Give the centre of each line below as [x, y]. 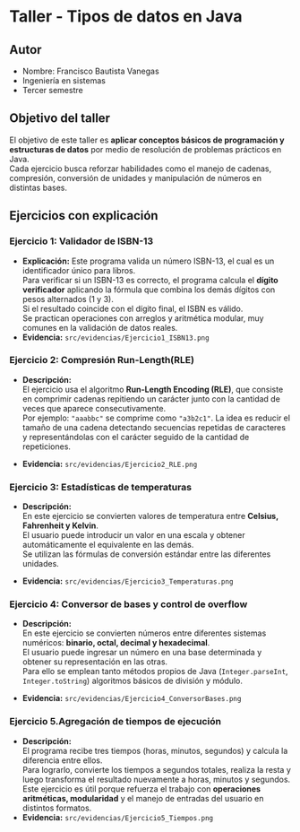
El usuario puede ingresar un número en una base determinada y [142, 653]
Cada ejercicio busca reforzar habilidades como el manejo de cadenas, [141, 169]
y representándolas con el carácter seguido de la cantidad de [136, 437]
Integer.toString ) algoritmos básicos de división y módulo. [133, 681]
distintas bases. [38, 187]
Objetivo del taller [60, 118]
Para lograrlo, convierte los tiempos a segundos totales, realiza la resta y [156, 769]
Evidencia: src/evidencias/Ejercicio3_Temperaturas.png [128, 581]
